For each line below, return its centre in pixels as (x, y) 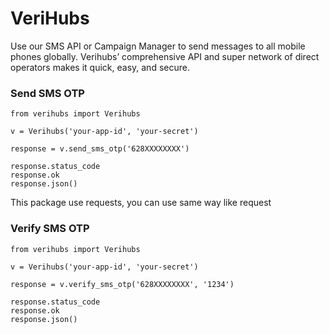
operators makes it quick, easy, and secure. (100, 67)
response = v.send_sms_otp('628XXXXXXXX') (100, 149)
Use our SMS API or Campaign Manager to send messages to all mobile (158, 46)
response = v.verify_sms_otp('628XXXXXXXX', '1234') (122, 284)
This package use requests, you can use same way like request (141, 203)
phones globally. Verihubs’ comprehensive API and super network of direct (165, 56)
